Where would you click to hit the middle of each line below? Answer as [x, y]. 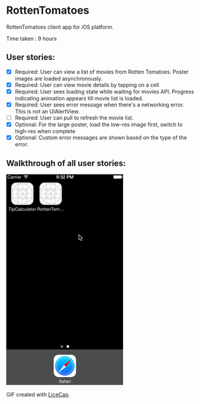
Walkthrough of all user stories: [66, 163]
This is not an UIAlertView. [47, 111]
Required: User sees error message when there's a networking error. [99, 105]
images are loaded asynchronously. [59, 78]
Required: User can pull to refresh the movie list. [74, 118]
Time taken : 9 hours [32, 38]
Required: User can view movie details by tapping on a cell [87, 85]
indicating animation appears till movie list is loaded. [79, 98]
